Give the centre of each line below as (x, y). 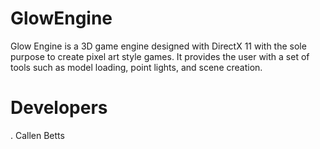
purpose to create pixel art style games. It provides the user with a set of (160, 56)
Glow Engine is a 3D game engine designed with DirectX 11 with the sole (158, 46)
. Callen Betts (37, 135)
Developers (59, 108)
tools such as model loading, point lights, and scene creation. (136, 67)
